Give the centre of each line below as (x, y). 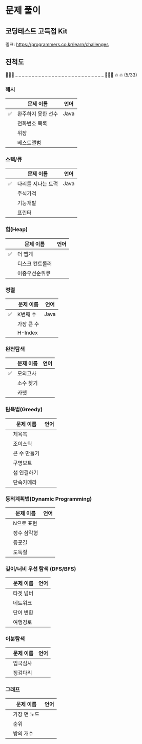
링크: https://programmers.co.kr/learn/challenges (57, 44)
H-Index (28, 333)
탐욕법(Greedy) (24, 410)
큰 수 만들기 (26, 453)
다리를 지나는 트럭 (37, 184)
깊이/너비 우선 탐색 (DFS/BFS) (41, 569)
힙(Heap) (17, 230)
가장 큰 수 (28, 324)
